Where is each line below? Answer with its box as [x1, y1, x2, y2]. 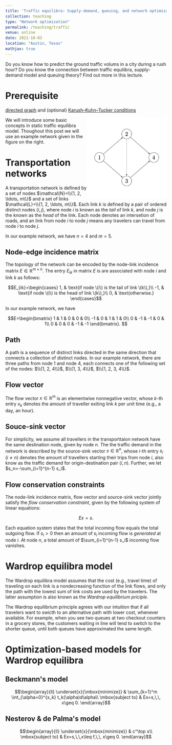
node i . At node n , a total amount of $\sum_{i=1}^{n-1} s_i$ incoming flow [5, 537, 160, 543]
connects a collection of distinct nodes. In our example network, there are [5, 355, 161, 361]
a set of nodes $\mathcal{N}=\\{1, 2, [5, 190, 81, 196]
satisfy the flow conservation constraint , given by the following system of [5, 499, 160, 506]
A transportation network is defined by [5, 185, 87, 191]
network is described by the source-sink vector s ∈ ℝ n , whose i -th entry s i [5, 447, 163, 455]
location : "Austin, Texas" [5, 41, 63, 46]
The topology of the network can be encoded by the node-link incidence [5, 261, 159, 267]
